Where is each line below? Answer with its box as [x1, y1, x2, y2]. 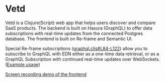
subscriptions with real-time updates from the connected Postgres [5, 30, 143, 36]
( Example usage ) [5, 61, 40, 67]
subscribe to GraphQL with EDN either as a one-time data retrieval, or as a [5, 51, 159, 57]
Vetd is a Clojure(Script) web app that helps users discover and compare [5, 20, 156, 26]
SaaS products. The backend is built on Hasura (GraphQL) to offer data [5, 25, 152, 31]
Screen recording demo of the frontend [5, 71, 87, 77]
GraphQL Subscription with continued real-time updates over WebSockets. [5, 56, 160, 62]
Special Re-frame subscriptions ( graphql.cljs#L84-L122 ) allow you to [5, 45, 148, 51]
